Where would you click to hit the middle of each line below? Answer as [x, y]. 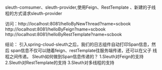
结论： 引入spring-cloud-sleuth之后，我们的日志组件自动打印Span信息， [78, 44]
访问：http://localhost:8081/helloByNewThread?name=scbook [68, 24]
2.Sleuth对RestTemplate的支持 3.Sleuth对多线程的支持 [60, 63]
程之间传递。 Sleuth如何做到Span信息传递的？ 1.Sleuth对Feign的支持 [74, 57]
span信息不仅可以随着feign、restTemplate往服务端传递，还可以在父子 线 [84, 51]
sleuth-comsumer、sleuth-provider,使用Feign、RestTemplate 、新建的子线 [81, 7]
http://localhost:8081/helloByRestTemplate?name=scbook [64, 35]
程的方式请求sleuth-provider [34, 14]
